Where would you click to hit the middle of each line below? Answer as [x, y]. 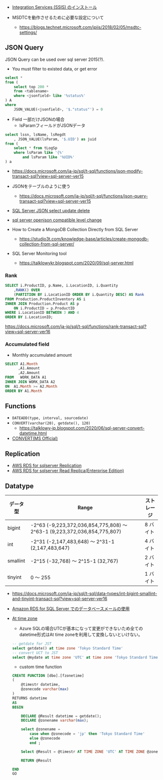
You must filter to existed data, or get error [55, 69]
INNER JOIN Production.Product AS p [42, 304]
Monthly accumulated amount [42, 355]
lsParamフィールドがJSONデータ [52, 125]
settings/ [28, 32]
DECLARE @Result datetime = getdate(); [61, 716]
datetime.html [33, 433]
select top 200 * [31, 87]
